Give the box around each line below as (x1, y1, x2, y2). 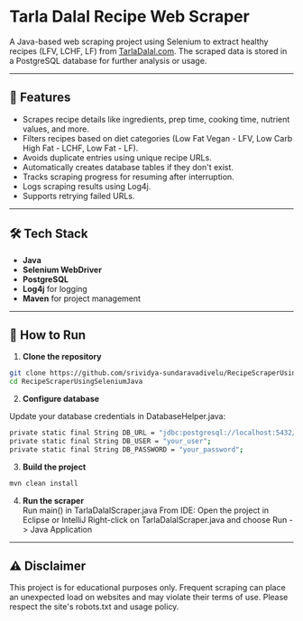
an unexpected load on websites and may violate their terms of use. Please (9, 592, 289, 603)
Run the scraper (22, 495, 84, 506)
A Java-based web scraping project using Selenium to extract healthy (9, 36, 269, 47)
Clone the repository (22, 352, 102, 362)
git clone (9, 369, 47, 378)
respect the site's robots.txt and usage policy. (9, 601, 179, 612)
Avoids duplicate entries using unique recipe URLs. (22, 151, 212, 163)
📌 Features (9, 90, 71, 105)
